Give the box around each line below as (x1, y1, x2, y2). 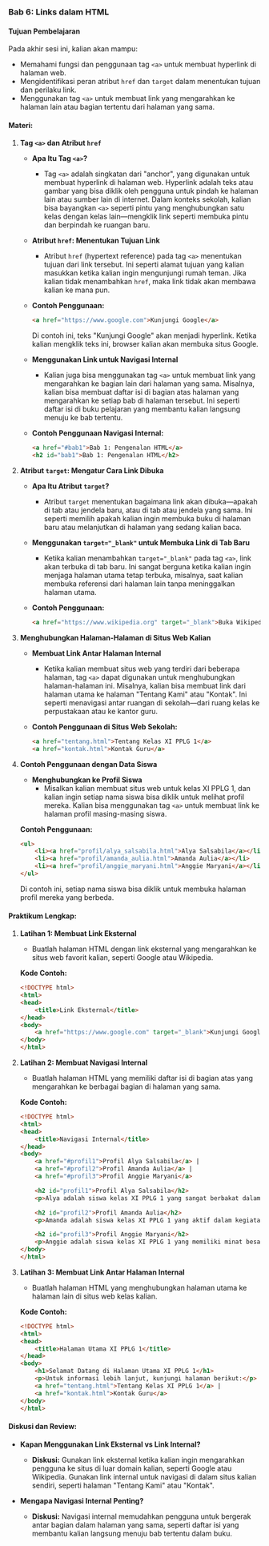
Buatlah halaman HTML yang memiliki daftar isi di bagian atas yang (31, 1074, 254, 1083)
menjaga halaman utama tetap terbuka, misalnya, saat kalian (43, 570, 243, 580)
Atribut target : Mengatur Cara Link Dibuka (19, 465, 164, 475)
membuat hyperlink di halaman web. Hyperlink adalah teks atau (43, 178, 254, 187)
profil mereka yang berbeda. (19, 892, 114, 902)
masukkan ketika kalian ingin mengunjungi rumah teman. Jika (43, 268, 247, 278)
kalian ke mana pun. (43, 285, 110, 295)
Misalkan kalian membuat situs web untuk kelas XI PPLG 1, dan (43, 783, 251, 793)
